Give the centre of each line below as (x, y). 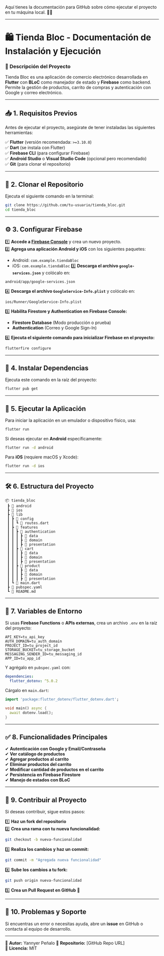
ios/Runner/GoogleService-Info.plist (43, 302)
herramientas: (19, 133)
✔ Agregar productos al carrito (37, 759)
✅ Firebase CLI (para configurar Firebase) (48, 153)
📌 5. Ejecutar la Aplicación (46, 408)
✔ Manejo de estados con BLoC (38, 780)
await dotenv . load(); (31, 713)
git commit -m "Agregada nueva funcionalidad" (53, 860)
